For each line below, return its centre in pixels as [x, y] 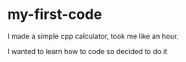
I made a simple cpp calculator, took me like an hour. [93, 36]
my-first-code [55, 15]
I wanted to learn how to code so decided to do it [87, 51]
